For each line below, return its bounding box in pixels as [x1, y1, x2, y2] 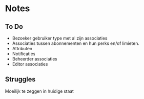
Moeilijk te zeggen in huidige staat [5, 88, 74, 94]
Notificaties [12, 51, 36, 57]
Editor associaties [12, 61, 48, 67]
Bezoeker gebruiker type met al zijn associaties [12, 35, 107, 41]
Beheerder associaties [12, 56, 58, 61]
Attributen [12, 46, 33, 51]
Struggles [5, 75, 36, 83]
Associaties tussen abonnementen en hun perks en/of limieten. [12, 40, 140, 46]
